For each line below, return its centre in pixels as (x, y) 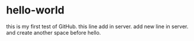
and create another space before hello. (54, 32)
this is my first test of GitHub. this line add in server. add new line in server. (97, 26)
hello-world (35, 10)
